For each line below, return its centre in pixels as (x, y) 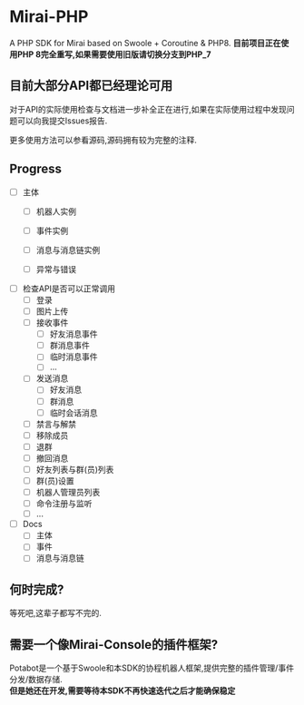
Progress (35, 169)
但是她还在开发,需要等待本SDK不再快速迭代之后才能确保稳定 (123, 690)
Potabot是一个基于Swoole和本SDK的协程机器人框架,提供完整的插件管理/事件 (152, 668)
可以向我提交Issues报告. (62, 121)
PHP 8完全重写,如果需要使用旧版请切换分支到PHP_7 (114, 54)
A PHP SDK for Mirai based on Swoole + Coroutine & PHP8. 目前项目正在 (145, 43)
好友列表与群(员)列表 (75, 469)
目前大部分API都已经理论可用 (91, 86)
